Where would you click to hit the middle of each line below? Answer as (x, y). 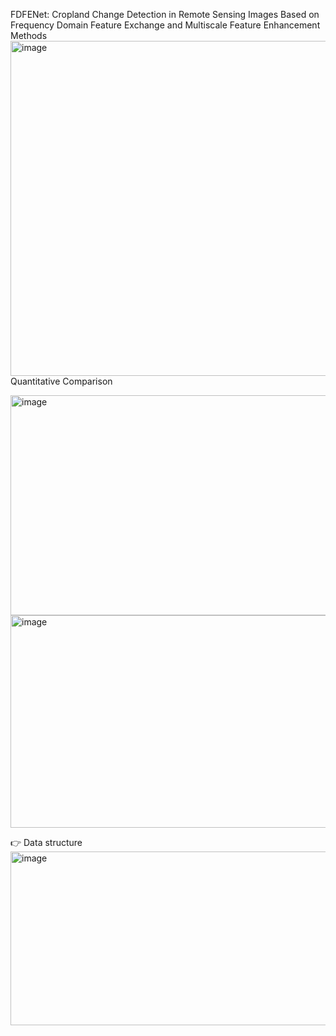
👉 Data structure (46, 842)
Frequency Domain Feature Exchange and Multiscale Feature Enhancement (165, 25)
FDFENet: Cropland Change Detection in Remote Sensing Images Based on (165, 14)
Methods (29, 35)
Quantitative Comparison (61, 381)
